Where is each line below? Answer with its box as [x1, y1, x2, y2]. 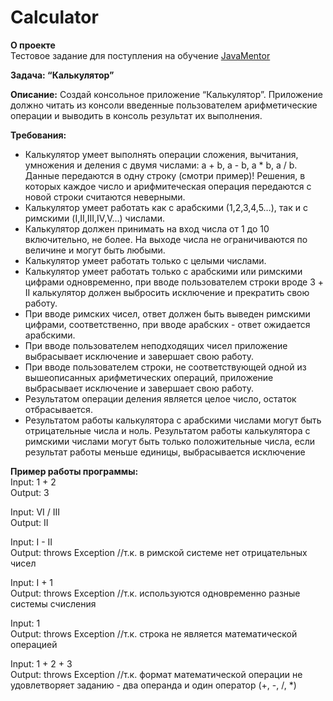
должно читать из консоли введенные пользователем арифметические [10, 99, 318, 111]
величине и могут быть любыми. [24, 244, 166, 256]
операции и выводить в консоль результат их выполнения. [10, 109, 263, 121]
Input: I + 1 [10, 576, 54, 588]
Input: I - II [10, 536, 53, 548]
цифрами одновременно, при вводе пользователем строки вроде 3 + [24, 276, 325, 288]
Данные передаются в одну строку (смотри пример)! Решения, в [24, 169, 306, 181]
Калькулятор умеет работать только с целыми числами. [24, 254, 267, 266]
